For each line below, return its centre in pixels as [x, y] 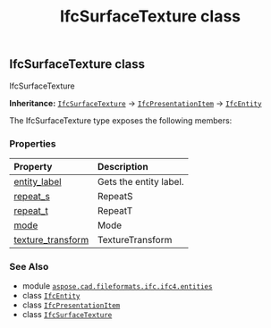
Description [123, 166]
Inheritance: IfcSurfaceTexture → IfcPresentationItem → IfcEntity [135, 103]
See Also [29, 266]
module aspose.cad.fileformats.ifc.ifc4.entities [117, 286]
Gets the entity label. [140, 181]
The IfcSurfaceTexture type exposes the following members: [121, 120]
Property [33, 166]
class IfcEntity [51, 296]
